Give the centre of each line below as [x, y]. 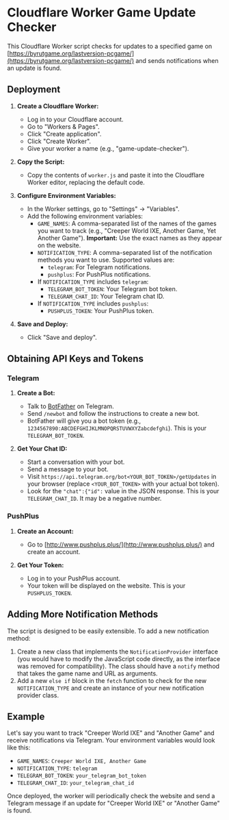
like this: [19, 747]
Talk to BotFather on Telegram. [70, 406]
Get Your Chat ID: [42, 449]
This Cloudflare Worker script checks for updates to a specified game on [110, 46]
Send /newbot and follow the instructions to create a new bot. [113, 414]
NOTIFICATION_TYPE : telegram [57, 768]
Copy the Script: [41, 162]
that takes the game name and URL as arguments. [87, 673]
